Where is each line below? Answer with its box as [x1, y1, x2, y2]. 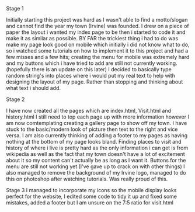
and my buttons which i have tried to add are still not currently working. [6, 60, 177, 67]
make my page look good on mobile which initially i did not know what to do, [6, 41, 190, 48]
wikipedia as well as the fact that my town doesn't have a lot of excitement [6, 151, 185, 157]
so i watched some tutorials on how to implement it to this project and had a [6, 47, 189, 54]
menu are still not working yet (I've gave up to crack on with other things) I [6, 163, 185, 170]
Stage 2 [6, 96, 25, 103]
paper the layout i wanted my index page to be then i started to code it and [6, 29, 186, 36]
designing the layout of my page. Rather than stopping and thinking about [6, 78, 183, 85]
